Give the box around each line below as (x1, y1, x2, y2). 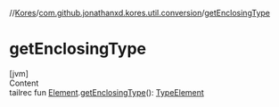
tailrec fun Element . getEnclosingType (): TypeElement (9, 86, 205, 97)
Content (9, 78, 39, 88)
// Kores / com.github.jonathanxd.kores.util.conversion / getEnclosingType (9, 8, 270, 18)
